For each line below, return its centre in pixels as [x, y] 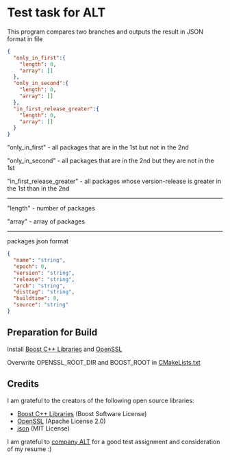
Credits [23, 384]
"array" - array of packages [46, 221]
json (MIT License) [43, 428]
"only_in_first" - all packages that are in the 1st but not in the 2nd [98, 147]
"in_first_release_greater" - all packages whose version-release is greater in [114, 181]
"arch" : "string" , [40, 286]
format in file [25, 38]
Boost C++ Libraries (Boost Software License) [82, 413]
